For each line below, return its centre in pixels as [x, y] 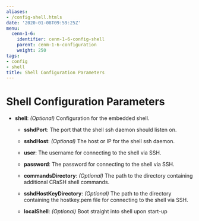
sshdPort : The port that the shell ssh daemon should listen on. [100, 130]
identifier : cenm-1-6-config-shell [61, 39]
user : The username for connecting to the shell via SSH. [92, 153]
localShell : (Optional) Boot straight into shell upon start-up [95, 211]
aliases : [17, 12]
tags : [13, 56]
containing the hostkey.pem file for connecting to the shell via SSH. [106, 200]
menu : [13, 28]
